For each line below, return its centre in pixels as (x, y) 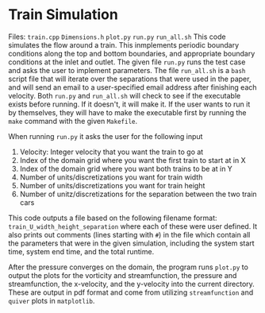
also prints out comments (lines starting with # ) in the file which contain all (129, 234)
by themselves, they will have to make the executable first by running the (127, 112)
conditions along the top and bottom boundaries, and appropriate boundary (132, 53)
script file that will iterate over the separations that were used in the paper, (130, 79)
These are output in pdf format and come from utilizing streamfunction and (131, 292)
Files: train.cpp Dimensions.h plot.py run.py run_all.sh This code (117, 37)
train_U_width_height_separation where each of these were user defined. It (133, 226)
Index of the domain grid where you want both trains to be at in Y (126, 168)
